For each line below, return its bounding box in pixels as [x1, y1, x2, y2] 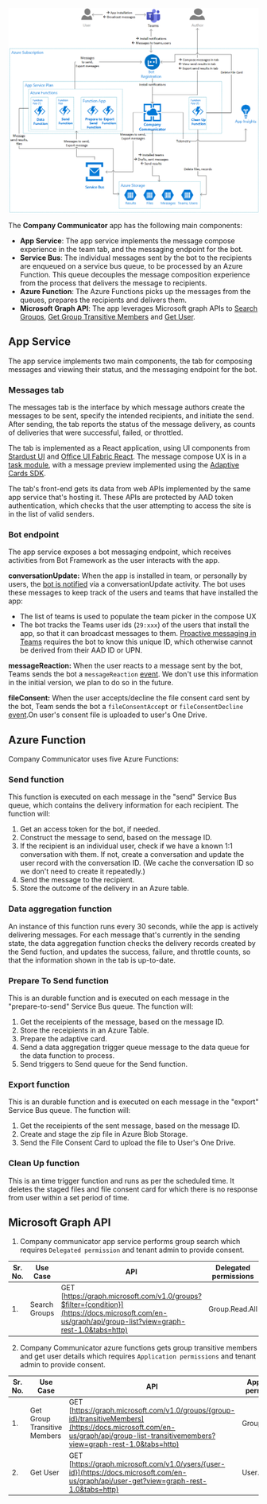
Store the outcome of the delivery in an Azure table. [19, 883, 189, 893]
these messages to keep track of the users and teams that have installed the [8, 588, 258, 598]
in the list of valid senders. [8, 510, 95, 519]
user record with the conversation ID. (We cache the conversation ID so [19, 859, 254, 868]
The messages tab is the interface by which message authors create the [8, 402, 245, 413]
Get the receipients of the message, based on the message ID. [19, 1018, 225, 1027]
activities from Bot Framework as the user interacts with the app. [8, 556, 220, 565]
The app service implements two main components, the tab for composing [8, 356, 253, 366]
